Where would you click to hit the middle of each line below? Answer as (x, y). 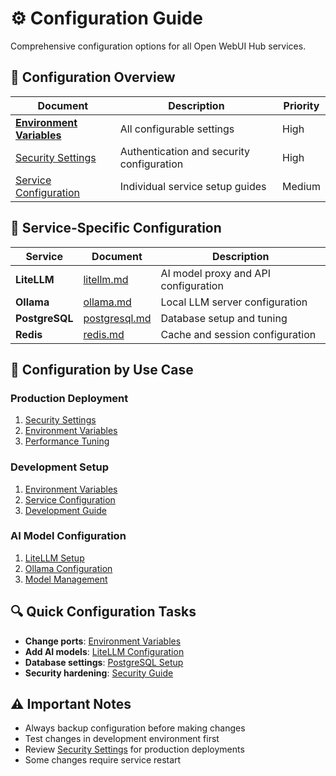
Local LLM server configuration (234, 302)
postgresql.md (117, 318)
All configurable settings (177, 129)
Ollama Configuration (68, 568)
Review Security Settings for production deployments (134, 749)
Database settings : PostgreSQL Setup (104, 662)
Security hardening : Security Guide (99, 673)
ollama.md (107, 302)
